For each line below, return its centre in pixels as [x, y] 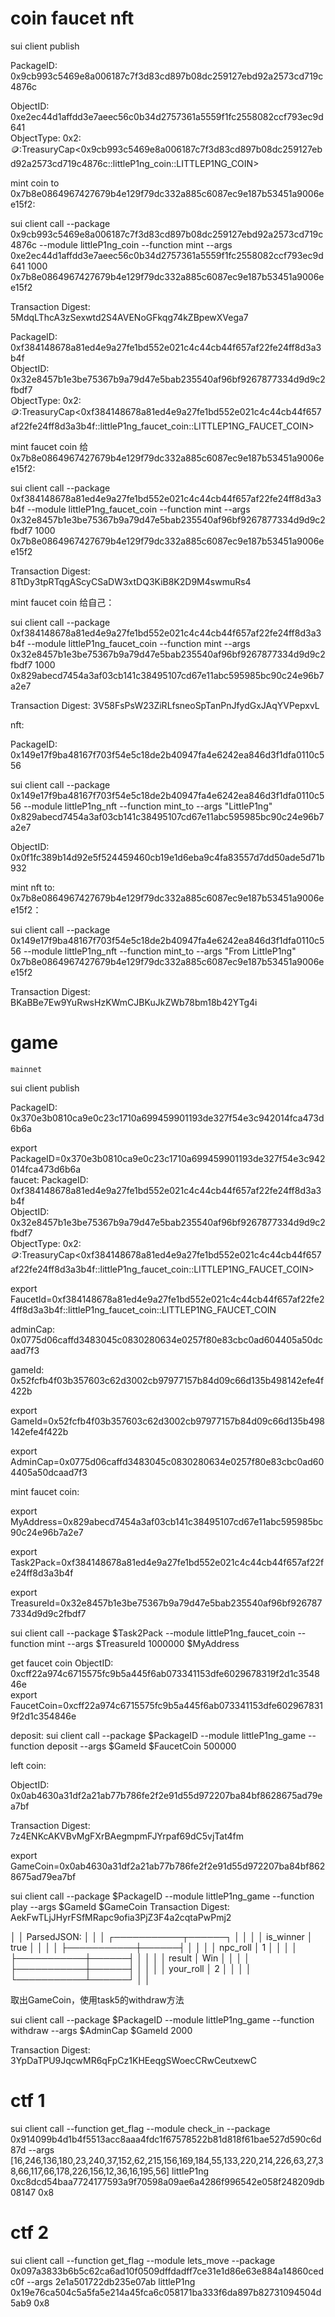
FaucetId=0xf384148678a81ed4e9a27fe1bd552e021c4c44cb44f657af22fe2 [167, 1299]
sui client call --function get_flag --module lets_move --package [143, 2260]
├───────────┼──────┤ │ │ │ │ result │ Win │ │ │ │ [130, 1958]
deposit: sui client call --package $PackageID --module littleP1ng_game [158, 1735]
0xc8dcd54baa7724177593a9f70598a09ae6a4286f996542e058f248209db [167, 2181]
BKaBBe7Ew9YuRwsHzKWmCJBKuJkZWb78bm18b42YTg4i [134, 1002]
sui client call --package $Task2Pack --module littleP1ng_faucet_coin [153, 1633]
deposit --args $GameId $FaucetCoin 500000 [141, 1746]
